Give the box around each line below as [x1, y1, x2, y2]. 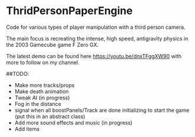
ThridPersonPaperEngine [6, 4, 133, 18]
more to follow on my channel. [6, 59, 80, 66]
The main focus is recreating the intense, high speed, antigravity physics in [6, 35, 189, 42]
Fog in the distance [14, 100, 62, 107]
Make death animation [14, 88, 69, 95]
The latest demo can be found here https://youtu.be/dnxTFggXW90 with [6, 52, 181, 59]
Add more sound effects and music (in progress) [14, 119, 133, 126]
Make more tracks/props [14, 81, 75, 89]
